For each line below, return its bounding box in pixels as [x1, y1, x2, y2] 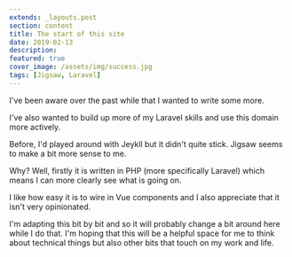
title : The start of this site [9, 29, 125, 38]
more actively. [9, 121, 61, 132]
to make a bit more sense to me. [9, 148, 127, 159]
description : [9, 46, 58, 55]
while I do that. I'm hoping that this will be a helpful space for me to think [9, 228, 275, 238]
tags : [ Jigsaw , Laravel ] [9, 71, 101, 80]
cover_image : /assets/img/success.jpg [9, 63, 153, 72]
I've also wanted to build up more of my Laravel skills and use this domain [9, 112, 280, 122]
